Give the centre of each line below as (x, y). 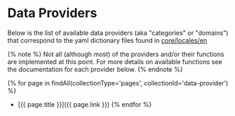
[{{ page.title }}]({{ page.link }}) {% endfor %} (84, 104)
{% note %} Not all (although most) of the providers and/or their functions (116, 54)
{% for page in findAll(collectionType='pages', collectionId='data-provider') (118, 83)
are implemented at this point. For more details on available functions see (115, 61)
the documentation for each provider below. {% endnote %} (95, 69)
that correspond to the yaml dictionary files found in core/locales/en (108, 40)
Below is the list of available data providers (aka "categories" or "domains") (118, 33)
